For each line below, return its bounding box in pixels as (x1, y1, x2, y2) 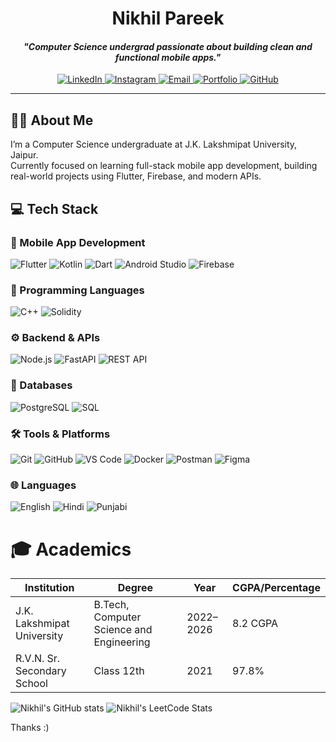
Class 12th (93, 664, 145, 678)
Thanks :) (10, 722, 50, 734)
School (15, 677, 48, 691)
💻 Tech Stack (10, 200, 99, 217)
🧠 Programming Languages (10, 283, 145, 297)
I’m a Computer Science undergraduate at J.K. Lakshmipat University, (10, 138, 298, 151)
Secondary (15, 664, 67, 678)
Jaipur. (10, 149, 39, 161)
